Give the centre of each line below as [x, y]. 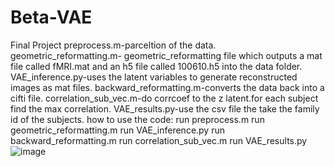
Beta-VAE [51, 17]
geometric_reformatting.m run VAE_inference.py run [117, 130]
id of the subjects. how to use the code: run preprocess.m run [137, 119]
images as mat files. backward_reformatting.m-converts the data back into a [167, 87]
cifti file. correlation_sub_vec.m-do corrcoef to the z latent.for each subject [164, 98]
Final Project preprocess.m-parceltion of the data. [113, 45]
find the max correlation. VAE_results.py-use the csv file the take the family [165, 108]
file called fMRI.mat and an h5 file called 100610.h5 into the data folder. [156, 66]
